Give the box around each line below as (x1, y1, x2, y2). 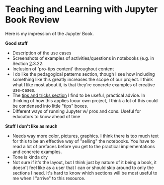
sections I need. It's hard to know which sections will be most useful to (12, 170, 158, 176)
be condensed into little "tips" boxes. (12, 103, 88, 109)
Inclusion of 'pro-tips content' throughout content (12, 66, 114, 72)
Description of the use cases (12, 50, 72, 56)
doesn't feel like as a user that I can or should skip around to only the (12, 165, 154, 171)
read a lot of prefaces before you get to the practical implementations (12, 143, 155, 149)
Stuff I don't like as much (5, 123, 58, 129)
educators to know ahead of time (12, 113, 81, 119)
